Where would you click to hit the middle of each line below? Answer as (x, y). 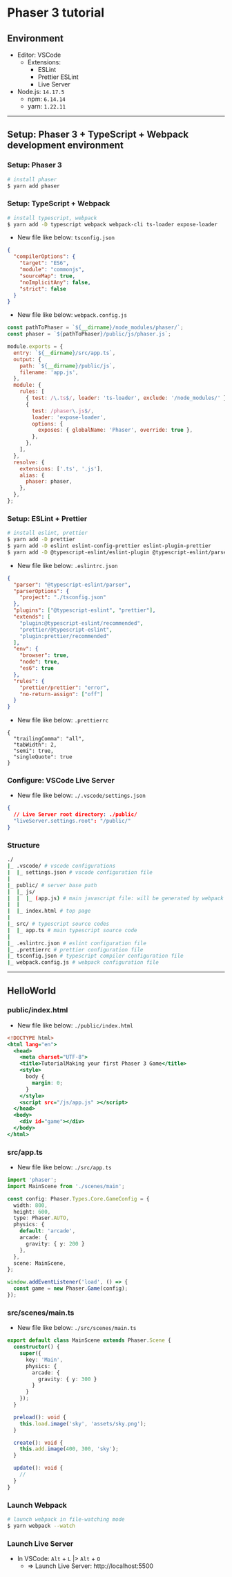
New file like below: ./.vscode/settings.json (81, 795)
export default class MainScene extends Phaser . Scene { (89, 1340)
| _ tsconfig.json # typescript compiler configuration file (96, 956)
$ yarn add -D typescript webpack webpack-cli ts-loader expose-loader (112, 224)
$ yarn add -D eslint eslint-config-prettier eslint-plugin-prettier (109, 546)
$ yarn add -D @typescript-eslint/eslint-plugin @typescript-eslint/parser (118, 552)
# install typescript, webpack (52, 218)
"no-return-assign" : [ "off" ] (61, 694)
